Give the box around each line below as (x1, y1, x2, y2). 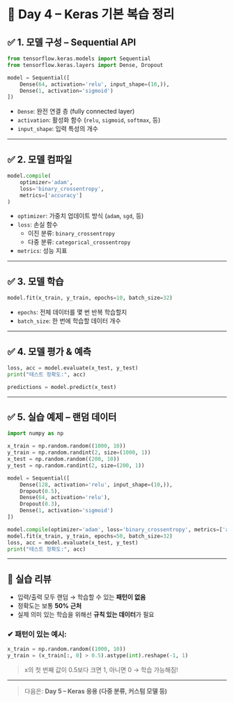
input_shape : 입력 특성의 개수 (17, 125, 99, 133)
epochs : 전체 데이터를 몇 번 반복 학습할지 (17, 308, 127, 316)
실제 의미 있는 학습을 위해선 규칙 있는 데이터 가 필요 (17, 611, 155, 619)
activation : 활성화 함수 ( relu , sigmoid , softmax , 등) (17, 116, 161, 124)
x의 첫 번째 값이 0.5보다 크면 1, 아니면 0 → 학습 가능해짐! (24, 666, 179, 674)
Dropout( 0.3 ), (19, 501, 61, 508)
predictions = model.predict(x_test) (7, 383, 117, 390)
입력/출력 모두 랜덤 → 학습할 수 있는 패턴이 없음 (17, 593, 146, 602)
